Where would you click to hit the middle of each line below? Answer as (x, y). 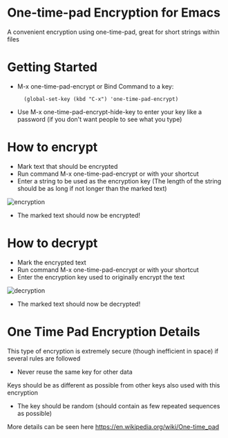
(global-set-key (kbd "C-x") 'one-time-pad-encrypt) (101, 99)
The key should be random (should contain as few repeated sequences (118, 405)
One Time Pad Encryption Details (104, 332)
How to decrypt (53, 243)
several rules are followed (44, 358)
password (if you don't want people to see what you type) (99, 119)
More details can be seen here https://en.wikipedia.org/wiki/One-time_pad (113, 426)
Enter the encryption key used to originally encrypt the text (101, 277)
